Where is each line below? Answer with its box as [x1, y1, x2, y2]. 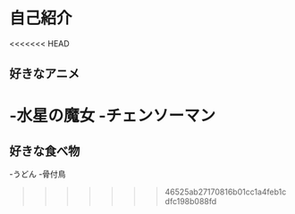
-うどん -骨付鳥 [9, 169, 66, 179]
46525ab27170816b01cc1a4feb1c [164, 186, 287, 197]
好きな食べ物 [9, 144, 80, 159]
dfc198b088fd [164, 196, 217, 207]
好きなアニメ [9, 66, 80, 81]
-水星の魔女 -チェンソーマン [9, 105, 216, 126]
